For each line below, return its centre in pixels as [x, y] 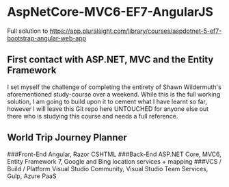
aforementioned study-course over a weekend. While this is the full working [114, 94]
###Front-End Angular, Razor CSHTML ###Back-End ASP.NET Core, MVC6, [114, 154]
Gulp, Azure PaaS [32, 176]
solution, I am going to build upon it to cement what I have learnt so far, [107, 101]
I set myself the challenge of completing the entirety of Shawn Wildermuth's [114, 87]
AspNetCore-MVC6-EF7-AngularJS [110, 12]
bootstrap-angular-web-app [47, 38]
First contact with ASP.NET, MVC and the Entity [110, 60]
